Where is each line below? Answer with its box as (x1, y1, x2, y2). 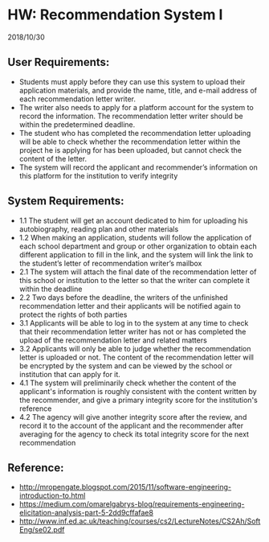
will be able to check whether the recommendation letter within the (18, 137, 241, 146)
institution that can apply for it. (18, 369, 121, 379)
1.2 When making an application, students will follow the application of (18, 232, 252, 242)
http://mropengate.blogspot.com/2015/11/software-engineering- (18, 482, 232, 492)
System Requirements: (7, 195, 124, 208)
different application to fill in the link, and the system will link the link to (18, 249, 254, 259)
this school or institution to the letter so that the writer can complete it (18, 275, 251, 285)
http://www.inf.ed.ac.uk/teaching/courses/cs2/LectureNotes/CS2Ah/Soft (18, 516, 261, 526)
